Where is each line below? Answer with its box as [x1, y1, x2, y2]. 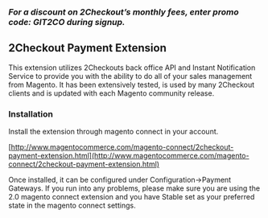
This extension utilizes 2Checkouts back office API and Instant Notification [8, 63, 256, 72]
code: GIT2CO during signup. [8, 16, 126, 27]
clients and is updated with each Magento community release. [8, 88, 215, 98]
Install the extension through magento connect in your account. [8, 127, 219, 137]
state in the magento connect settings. [8, 200, 136, 211]
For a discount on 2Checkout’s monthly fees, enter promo [8, 6, 239, 18]
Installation [8, 108, 54, 119]
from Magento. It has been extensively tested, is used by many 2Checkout [8, 80, 255, 89]
